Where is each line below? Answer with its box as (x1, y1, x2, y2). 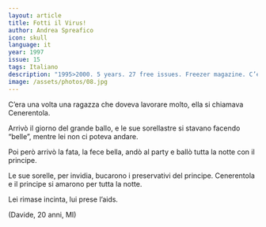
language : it (8, 41, 51, 49)
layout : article (8, 11, 62, 20)
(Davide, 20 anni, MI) (8, 210, 77, 219)
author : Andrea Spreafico (8, 26, 93, 34)
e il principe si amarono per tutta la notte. (8, 179, 142, 188)
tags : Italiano (8, 63, 59, 71)
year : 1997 (8, 48, 44, 56)
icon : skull (8, 33, 47, 42)
